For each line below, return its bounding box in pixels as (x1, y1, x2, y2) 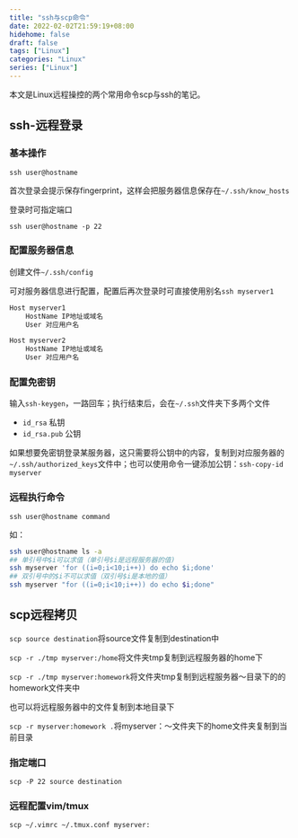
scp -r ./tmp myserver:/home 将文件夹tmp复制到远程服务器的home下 (9, 652, 263, 663)
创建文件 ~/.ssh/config (9, 266, 94, 277)
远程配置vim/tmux (9, 800, 90, 813)
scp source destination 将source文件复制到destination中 (9, 632, 220, 643)
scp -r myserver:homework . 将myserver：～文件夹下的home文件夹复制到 (9, 720, 280, 731)
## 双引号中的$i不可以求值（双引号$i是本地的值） (9, 572, 171, 581)
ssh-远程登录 (9, 118, 83, 133)
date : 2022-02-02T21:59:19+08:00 (9, 22, 135, 31)
